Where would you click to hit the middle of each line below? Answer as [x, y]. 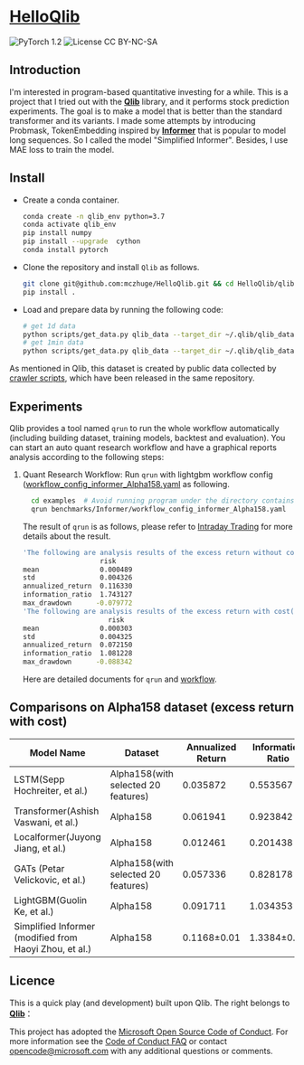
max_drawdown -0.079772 [77, 603]
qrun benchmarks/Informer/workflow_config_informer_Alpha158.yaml [159, 509]
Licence [33, 981]
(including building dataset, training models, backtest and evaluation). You [147, 438]
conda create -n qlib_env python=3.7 [94, 216]
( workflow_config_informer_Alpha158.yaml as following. [126, 484]
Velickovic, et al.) [50, 880]
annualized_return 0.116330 [77, 586]
